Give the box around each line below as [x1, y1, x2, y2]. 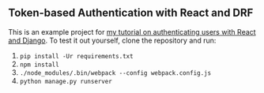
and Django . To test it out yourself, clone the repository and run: [8, 35, 217, 45]
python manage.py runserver [19, 77, 112, 85]
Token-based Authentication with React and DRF [8, 6, 254, 20]
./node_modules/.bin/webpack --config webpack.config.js [19, 69, 212, 77]
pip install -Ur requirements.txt [19, 52, 134, 60]
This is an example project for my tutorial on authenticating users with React [8, 27, 256, 36]
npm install [19, 61, 59, 69]
